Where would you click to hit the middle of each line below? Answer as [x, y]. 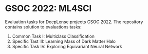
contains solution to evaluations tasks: [43, 27]
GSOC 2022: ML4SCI [48, 8]
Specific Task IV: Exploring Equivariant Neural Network [67, 46]
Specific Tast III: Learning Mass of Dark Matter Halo [64, 41]
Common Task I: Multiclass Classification [53, 36]
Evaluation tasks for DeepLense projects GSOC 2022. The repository [74, 22]
